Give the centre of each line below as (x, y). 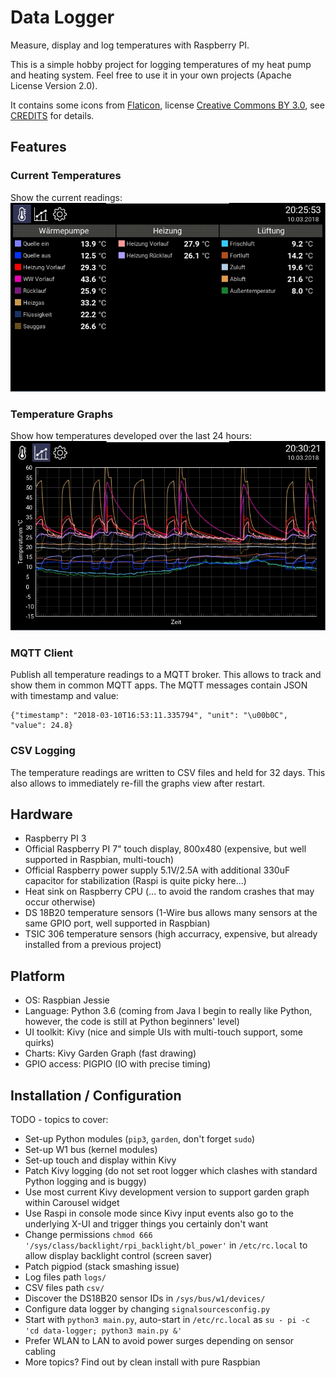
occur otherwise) (60, 902)
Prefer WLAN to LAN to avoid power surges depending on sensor (159, 1340)
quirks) (39, 1043)
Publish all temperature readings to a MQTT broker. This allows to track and (166, 675)
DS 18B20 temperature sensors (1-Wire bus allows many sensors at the (171, 913)
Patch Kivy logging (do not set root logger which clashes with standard (171, 1170)
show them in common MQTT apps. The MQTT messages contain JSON (159, 685)
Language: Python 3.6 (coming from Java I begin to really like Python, (168, 1011)
